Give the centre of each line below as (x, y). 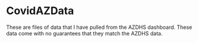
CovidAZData (40, 11)
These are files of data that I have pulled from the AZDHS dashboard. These (99, 27)
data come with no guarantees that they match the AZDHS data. (84, 33)
